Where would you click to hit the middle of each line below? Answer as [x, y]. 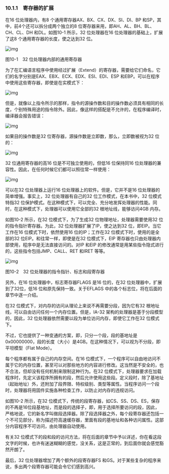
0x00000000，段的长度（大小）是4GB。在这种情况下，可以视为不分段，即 [83, 342]
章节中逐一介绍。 [23, 295]
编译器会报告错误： [25, 116]
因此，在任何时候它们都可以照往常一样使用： [65, 170]
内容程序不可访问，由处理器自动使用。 [49, 426]
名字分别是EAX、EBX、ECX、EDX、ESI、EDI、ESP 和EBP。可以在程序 [87, 76]
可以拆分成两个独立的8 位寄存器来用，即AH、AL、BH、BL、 [92, 26]
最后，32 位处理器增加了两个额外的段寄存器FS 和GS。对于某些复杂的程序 [81, 460]
